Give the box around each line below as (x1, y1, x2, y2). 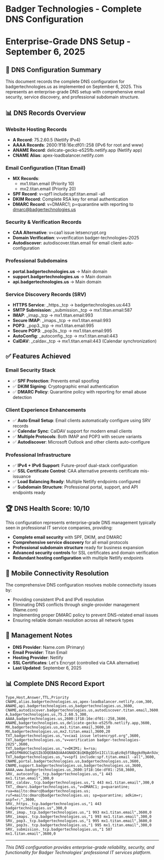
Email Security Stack (5, 367, 56, 374)
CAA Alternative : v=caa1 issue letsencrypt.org (12, 230, 107, 235)
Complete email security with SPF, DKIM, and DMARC (12, 534, 123, 540)
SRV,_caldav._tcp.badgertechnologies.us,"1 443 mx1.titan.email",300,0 (5, 780, 154, 785)
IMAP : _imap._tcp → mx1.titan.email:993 (12, 312, 93, 318)
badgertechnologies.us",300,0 (5, 806, 67, 810)
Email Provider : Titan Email (12, 649, 68, 655)
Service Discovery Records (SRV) (5, 291, 87, 298)
